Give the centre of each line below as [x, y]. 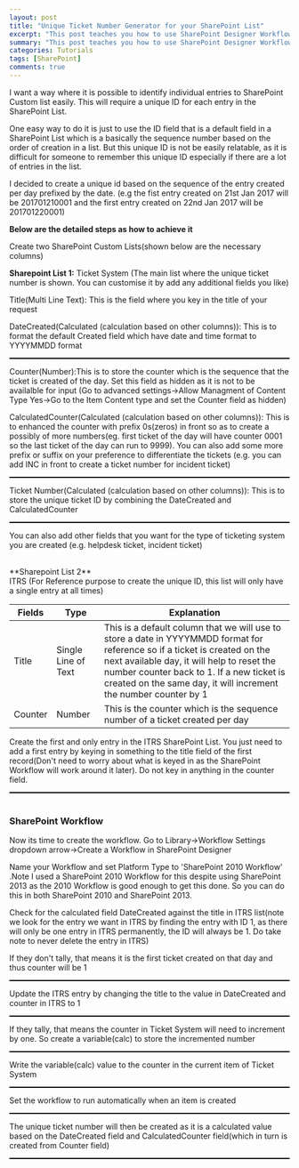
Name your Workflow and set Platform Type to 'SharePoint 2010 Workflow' [146, 867]
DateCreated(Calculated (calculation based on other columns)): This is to [143, 326]
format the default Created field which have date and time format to [133, 335]
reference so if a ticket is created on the [187, 649]
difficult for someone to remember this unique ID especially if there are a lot [148, 157]
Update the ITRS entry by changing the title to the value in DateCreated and [148, 994]
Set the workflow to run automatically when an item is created [123, 1100]
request [24, 309]
